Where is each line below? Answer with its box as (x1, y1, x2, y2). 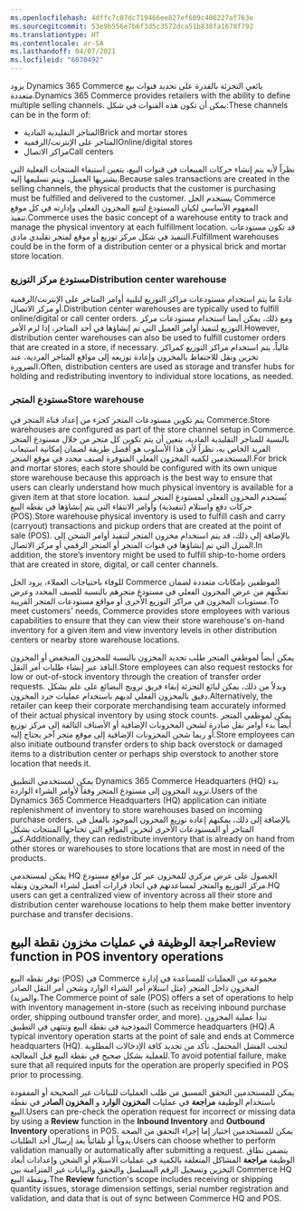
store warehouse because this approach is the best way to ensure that (10, 472, 273, 483)
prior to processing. (10, 1070, 84, 1081)
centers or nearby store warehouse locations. (10, 634, 180, 645)
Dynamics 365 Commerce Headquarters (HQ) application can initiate (10, 795, 267, 806)
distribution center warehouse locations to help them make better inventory (10, 899, 291, 910)
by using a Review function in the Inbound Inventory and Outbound (10, 1116, 266, 1127)
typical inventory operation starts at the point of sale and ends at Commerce (10, 1031, 295, 1042)
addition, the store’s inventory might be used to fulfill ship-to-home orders (10, 549, 286, 560)
